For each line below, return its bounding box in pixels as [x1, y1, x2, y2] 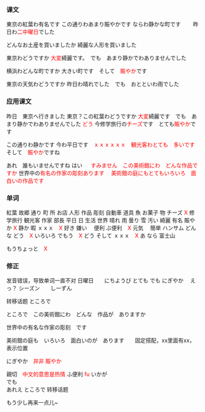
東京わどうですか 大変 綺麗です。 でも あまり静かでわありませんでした [6, 54, 187, 62]
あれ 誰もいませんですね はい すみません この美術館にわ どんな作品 [6, 161, 193, 169]
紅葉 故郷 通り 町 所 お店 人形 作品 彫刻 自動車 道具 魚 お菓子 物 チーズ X [6, 209, 188, 216]
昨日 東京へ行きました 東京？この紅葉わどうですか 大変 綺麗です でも [6, 112, 187, 120]
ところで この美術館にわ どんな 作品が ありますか [6, 311, 146, 318]
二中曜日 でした [17, 28, 55, 36]
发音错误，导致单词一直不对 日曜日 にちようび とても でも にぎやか [6, 277, 184, 284]
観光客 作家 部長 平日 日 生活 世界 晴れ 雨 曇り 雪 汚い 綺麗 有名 [23, 216, 184, 223]
